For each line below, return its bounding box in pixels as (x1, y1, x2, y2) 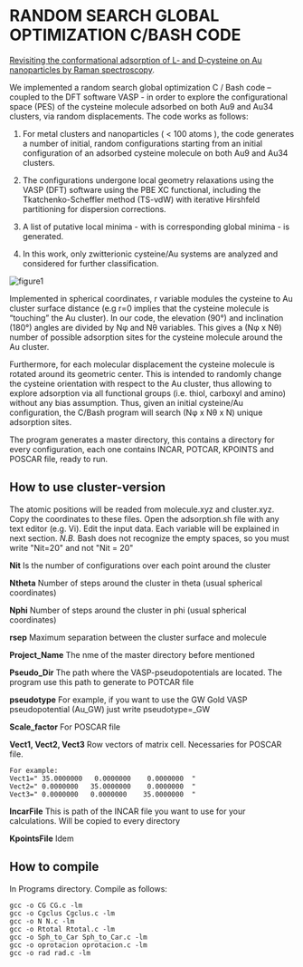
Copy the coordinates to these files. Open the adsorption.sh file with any (9, 513, 279, 524)
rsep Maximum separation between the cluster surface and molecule (9, 632, 267, 643)
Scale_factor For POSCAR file (9, 721, 120, 732)
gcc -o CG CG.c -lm (9, 901, 83, 910)
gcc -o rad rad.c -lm (9, 948, 91, 957)
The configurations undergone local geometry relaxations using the (22, 174, 274, 186)
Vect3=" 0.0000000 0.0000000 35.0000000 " (9, 789, 196, 798)
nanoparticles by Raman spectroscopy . (9, 64, 156, 75)
